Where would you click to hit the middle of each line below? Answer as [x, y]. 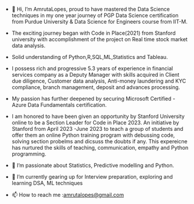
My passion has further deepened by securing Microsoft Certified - [93, 98]
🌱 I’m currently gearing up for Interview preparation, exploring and [92, 177]
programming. [29, 154]
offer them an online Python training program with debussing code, [93, 135]
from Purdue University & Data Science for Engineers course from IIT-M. [99, 22]
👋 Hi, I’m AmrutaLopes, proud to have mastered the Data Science [91, 9]
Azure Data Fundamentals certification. [59, 105]
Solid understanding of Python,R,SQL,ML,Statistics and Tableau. [90, 57]
